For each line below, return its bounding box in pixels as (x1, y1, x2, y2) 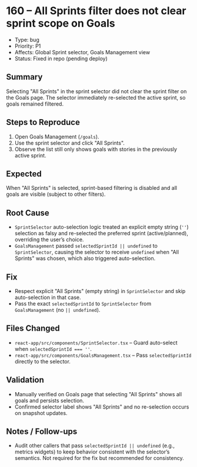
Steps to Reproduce (6, 117, 81, 127)
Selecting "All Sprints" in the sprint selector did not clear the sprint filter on (6, 87, 187, 95)
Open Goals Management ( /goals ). (14, 133, 99, 140)
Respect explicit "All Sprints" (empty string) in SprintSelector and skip (14, 288, 186, 294)
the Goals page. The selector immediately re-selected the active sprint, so (6, 94, 186, 101)
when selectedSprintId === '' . (14, 345, 92, 352)
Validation (6, 375, 44, 385)
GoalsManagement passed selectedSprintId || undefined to (14, 242, 158, 249)
